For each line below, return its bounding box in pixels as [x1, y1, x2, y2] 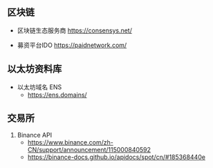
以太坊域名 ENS [17, 82, 62, 91]
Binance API [17, 131, 53, 140]
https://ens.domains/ [27, 91, 88, 99]
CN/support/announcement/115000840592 [27, 146, 151, 154]
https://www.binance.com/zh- [27, 138, 114, 147]
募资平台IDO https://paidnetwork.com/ [17, 41, 127, 49]
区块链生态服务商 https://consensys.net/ [17, 26, 133, 35]
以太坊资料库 [7, 63, 62, 75]
